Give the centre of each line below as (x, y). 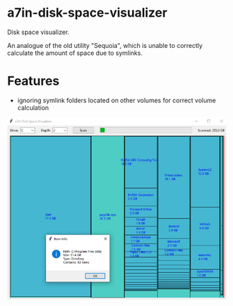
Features (33, 81)
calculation (33, 107)
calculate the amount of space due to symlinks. (75, 53)
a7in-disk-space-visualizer (87, 13)
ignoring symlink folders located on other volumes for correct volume (116, 100)
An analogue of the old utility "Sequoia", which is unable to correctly (105, 45)
